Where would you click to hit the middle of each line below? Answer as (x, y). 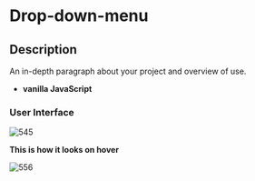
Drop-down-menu (79, 16)
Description (43, 50)
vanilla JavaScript (57, 89)
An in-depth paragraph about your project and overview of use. (128, 71)
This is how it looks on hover (64, 150)
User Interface (42, 112)
